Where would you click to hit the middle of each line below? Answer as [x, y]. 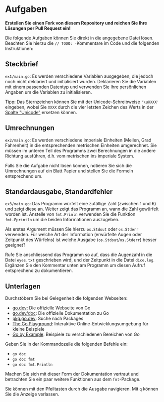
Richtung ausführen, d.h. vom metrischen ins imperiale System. [70, 156]
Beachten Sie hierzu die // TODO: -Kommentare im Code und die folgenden [82, 43]
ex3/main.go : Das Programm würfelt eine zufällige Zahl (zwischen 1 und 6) [81, 204]
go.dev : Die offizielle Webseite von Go [51, 308]
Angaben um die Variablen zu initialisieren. [49, 92]
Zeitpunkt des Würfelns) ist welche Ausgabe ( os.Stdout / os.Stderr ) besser [81, 240]
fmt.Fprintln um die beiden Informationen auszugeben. [62, 220]
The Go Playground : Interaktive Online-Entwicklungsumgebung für [80, 324]
